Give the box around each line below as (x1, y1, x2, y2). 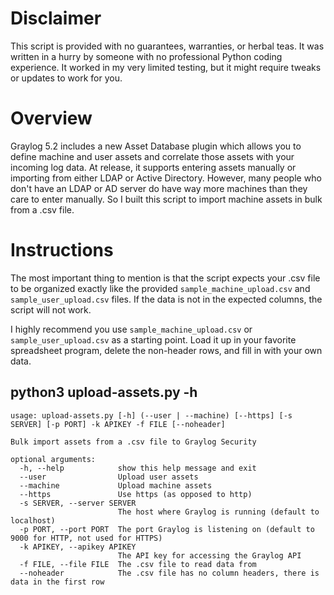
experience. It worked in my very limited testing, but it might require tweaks (10, 61, 322, 73)
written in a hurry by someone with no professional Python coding (10, 50, 283, 62)
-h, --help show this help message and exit (19, 463, 257, 473)
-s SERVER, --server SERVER (19, 498, 137, 508)
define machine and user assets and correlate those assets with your (10, 150, 295, 162)
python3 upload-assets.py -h (10, 384, 198, 401)
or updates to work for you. (10, 72, 123, 84)
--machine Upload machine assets (19, 480, 213, 491)
